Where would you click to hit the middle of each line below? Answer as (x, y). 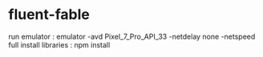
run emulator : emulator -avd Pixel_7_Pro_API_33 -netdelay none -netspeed (132, 36)
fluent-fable (49, 15)
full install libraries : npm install (59, 44)
